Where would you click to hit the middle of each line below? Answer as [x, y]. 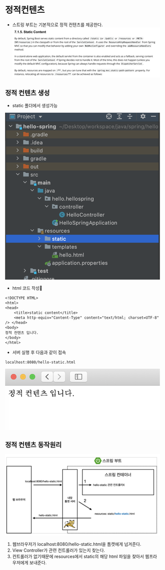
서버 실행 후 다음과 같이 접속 [39, 353]
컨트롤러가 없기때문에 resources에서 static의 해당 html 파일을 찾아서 [78, 557]
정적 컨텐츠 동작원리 [33, 445]
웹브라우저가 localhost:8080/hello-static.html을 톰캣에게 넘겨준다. [77, 544]
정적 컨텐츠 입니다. [22, 333]
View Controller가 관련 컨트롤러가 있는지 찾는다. [59, 550]
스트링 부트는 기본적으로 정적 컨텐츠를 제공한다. [57, 25]
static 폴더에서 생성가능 [35, 105]
